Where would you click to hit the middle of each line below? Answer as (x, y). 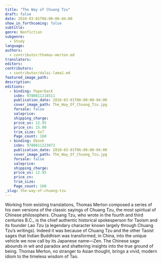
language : (15, 46)
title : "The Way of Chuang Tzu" (38, 9)
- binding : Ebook (27, 141)
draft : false (18, 14)
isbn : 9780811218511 (34, 95)
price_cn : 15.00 (30, 127)
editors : (14, 64)
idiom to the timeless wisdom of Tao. (42, 256)
